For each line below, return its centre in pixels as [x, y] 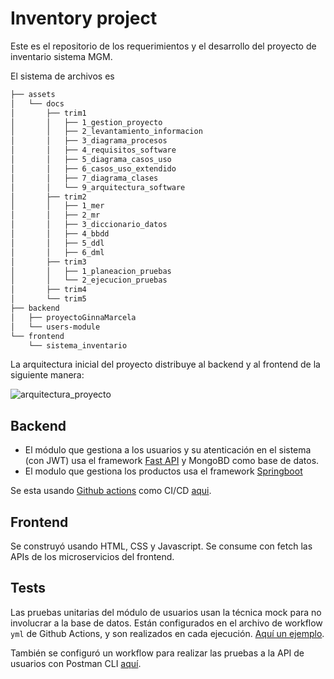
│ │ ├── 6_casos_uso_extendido [93, 168]
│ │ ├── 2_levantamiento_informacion [106, 132]
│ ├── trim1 [48, 113]
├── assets [33, 94]
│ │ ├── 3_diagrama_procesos [89, 141]
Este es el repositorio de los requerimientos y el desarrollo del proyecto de [163, 46]
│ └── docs [37, 103]
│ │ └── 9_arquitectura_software [98, 187]
